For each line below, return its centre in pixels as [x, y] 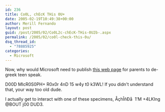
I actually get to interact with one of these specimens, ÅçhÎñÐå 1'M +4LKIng [83, 99]
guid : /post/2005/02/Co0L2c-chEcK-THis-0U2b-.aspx [58, 33]
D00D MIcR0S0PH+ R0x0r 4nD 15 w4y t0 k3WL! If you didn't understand [79, 84]
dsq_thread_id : [21, 42]
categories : [17, 51]
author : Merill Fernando [31, 23]
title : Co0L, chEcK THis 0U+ [35, 14]
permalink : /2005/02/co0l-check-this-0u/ [48, 37]
